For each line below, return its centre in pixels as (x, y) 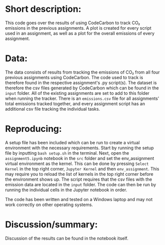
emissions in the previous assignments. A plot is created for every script (78, 28)
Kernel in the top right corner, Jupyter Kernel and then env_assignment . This (82, 168)
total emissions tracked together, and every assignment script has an (75, 103)
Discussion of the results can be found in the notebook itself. (67, 238)
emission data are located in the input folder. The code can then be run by (81, 184)
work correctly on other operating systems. (49, 204)
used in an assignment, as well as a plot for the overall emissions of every (80, 33)
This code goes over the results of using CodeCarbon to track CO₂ (73, 23)
